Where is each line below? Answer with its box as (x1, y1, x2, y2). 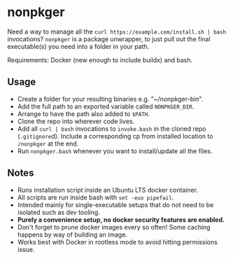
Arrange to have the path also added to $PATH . (17, 109, 150, 118)
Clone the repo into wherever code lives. (17, 117, 135, 125)
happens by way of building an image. (17, 230, 128, 239)
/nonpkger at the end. (17, 139, 79, 148)
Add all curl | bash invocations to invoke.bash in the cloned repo (17, 124, 206, 133)
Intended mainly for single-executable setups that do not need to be (17, 200, 214, 209)
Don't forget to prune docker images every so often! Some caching (17, 223, 211, 231)
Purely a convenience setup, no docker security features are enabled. (17, 215, 225, 224)
